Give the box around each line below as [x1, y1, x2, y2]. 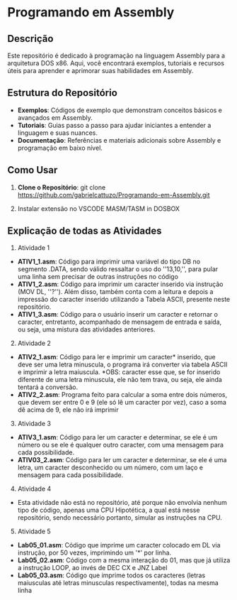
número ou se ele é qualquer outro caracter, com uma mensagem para [17, 441, 224, 449]
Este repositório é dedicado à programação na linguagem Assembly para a [7, 51, 225, 60]
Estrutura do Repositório [7, 87, 118, 99]
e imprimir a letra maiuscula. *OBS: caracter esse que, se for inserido [17, 368, 221, 376]
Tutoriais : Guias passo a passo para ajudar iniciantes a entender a [17, 121, 212, 129]
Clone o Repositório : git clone [17, 182, 106, 192]
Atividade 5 [17, 527, 51, 536]
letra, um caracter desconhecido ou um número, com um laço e [17, 463, 204, 472]
